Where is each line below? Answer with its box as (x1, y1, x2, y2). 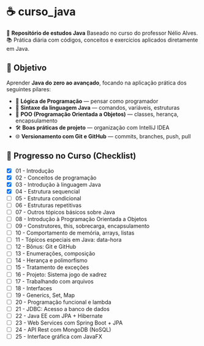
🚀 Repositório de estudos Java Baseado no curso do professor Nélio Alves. (6, 29, 198, 37)
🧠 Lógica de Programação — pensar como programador (15, 97, 159, 105)
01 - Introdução (15, 167, 54, 175)
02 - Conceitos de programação (15, 174, 97, 181)
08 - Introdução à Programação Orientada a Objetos (15, 216, 147, 222)
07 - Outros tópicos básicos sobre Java (15, 208, 115, 216)
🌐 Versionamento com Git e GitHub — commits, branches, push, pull (15, 132, 191, 140)
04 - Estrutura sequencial (15, 187, 80, 195)
